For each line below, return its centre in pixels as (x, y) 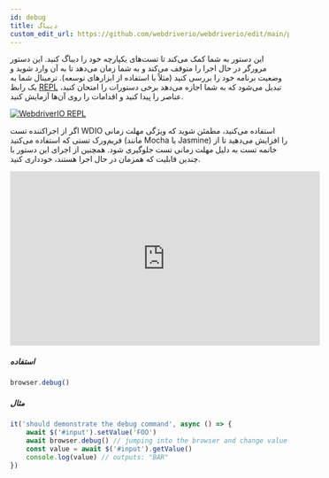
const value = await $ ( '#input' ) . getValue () (109, 449)
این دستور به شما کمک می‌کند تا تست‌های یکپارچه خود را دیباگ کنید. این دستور (137, 59)
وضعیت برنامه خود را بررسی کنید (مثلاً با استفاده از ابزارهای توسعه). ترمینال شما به (146, 78)
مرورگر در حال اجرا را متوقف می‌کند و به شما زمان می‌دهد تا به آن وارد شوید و (139, 68)
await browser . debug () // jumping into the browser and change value (157, 440)
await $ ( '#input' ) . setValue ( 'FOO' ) (92, 433)
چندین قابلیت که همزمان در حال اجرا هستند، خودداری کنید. (106, 159)
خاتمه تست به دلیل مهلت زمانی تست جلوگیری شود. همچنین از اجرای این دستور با (144, 150)
